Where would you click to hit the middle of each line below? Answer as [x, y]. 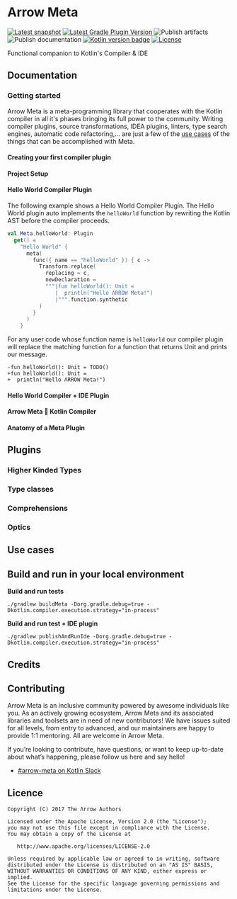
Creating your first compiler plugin [59, 157]
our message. [27, 354]
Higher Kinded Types [45, 470]
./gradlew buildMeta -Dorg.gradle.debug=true [75, 604]
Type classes [31, 490]
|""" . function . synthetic [92, 299]
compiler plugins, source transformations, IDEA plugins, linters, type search [117, 126]
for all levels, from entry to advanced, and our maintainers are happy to [111, 728]
